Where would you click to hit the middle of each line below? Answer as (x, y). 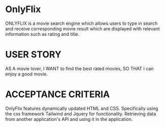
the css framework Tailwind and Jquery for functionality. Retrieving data (81, 114)
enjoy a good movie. (27, 74)
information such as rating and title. (42, 34)
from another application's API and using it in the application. (69, 119)
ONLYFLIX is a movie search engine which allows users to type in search (81, 23)
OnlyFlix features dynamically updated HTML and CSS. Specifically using (82, 108)
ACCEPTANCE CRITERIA (58, 94)
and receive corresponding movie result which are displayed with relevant (82, 28)
